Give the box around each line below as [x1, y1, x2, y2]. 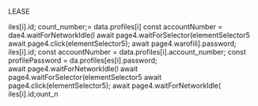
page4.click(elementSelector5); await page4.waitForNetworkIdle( [8, 81, 222, 90]
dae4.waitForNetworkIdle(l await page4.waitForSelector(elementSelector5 [8, 31, 251, 40]
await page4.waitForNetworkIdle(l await [8, 64, 138, 74]
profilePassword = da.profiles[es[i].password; [8, 55, 157, 65]
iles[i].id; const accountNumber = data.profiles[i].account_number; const [8, 47, 247, 56]
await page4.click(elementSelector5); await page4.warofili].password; [8, 39, 237, 48]
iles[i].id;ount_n [8, 89, 59, 98]
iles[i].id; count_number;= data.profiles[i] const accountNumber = [8, 22, 223, 31]
